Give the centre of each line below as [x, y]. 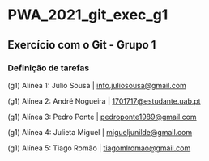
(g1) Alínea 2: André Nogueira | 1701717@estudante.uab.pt [104, 101]
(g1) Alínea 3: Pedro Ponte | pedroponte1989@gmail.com [102, 117]
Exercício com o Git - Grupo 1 [82, 45]
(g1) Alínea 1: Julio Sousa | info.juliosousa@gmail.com [97, 85]
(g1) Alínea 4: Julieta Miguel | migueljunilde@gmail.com [100, 132]
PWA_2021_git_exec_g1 [88, 15]
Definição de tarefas [49, 68]
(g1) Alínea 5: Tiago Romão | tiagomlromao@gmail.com [99, 148]
